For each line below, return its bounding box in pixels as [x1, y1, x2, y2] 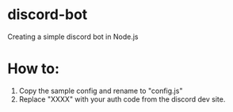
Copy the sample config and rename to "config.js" [18, 86, 183, 95]
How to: [7, 60, 60, 78]
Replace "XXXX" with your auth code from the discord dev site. [18, 94, 226, 104]
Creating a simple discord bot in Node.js [7, 32, 139, 41]
